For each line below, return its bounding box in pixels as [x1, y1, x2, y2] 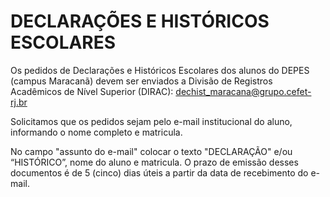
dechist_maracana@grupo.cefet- [175, 85, 312, 97]
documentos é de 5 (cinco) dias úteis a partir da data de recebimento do [10, 166, 309, 179]
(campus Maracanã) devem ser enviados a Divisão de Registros [10, 75, 273, 87]
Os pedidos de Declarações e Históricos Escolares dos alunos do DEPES [10, 64, 310, 76]
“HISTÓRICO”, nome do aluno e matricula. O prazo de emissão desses [10, 156, 299, 168]
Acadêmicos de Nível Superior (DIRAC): [10, 85, 174, 97]
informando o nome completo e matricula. [10, 126, 183, 138]
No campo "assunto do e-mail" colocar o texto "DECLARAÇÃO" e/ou [10, 145, 293, 157]
